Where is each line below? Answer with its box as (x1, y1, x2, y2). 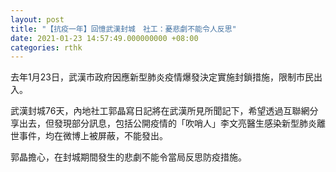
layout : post (10, 14, 65, 25)
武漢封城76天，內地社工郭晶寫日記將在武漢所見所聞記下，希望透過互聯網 (10, 105, 310, 117)
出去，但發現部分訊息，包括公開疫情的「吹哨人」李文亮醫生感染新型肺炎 (18, 117, 317, 130)
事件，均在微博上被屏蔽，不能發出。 (18, 130, 168, 142)
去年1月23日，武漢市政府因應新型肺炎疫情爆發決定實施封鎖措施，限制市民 (10, 71, 314, 83)
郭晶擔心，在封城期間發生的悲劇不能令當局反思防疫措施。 (10, 151, 247, 163)
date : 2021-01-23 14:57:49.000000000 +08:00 (10, 33, 199, 43)
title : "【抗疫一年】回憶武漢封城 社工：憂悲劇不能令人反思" (10, 24, 237, 34)
